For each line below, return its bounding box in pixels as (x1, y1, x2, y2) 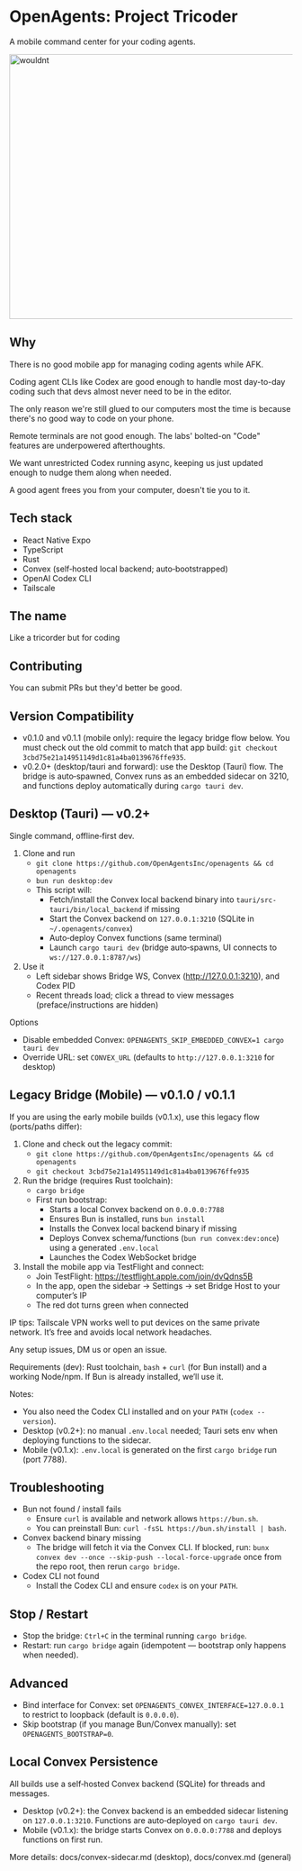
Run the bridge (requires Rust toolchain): (22, 1174, 173, 1186)
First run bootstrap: (35, 1194, 108, 1205)
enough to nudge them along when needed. (9, 467, 173, 478)
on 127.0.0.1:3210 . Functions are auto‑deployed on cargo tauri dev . (22, 1814, 279, 1826)
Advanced (9, 1675, 69, 1691)
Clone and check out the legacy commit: (22, 1138, 173, 1149)
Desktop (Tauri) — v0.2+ (9, 807, 151, 822)
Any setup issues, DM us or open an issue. (9, 1344, 168, 1355)
